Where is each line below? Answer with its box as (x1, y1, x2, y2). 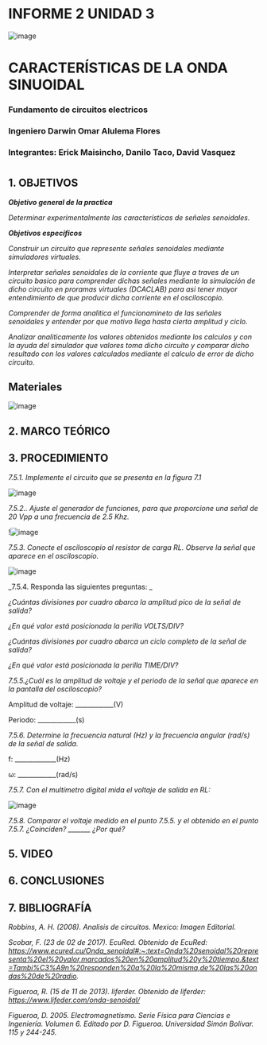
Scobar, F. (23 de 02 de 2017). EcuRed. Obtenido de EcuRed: (8, 938, 208, 947)
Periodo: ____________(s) (8, 714, 85, 724)
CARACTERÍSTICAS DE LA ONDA (8, 59, 228, 77)
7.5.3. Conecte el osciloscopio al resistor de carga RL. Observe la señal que (8, 542, 256, 552)
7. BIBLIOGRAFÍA (8, 901, 92, 915)
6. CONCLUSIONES (8, 874, 105, 888)
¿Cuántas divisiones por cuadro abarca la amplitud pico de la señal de (8, 597, 241, 606)
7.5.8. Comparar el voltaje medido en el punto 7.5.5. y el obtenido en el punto (8, 815, 259, 825)
